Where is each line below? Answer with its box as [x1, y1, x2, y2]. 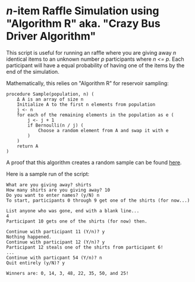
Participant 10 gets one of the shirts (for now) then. [6, 218, 147, 224]
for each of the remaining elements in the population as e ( [17, 112, 174, 118]
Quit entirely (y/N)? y [6, 260, 65, 266]
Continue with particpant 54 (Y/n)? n [6, 255, 102, 261]
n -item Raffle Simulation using [6, 4, 159, 18]
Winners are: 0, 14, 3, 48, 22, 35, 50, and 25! [6, 270, 129, 276]
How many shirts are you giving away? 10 [6, 187, 111, 193]
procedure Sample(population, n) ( [6, 91, 95, 97]
